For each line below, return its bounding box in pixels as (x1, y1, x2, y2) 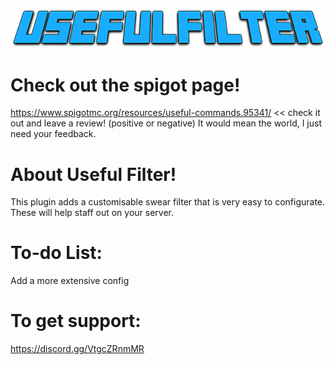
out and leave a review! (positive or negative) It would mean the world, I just (10, 117, 323, 129)
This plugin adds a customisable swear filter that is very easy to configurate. (10, 196, 326, 208)
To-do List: (10, 242, 103, 264)
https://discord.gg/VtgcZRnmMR (10, 343, 145, 355)
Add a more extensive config (10, 275, 130, 287)
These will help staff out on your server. (10, 207, 175, 219)
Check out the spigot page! (10, 74, 241, 96)
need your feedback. (10, 128, 97, 140)
